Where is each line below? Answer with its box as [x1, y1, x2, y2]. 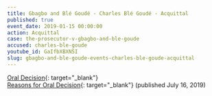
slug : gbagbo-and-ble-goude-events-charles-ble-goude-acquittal [7, 55, 195, 62]
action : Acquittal [7, 29, 60, 36]
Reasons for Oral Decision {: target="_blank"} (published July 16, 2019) [7, 80, 206, 89]
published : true [7, 16, 54, 23]
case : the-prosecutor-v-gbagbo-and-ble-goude [7, 36, 139, 43]
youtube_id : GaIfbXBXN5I [7, 49, 78, 56]
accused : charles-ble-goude [7, 42, 88, 49]
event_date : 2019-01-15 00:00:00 [7, 23, 103, 29]
